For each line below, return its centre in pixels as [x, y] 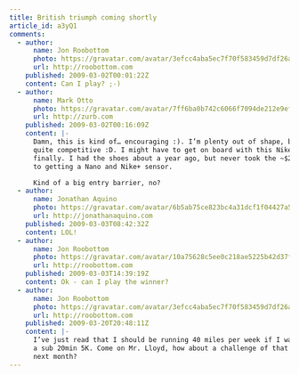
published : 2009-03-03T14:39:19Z [87, 274]
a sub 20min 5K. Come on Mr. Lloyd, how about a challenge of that [161, 348]
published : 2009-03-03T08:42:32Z [87, 224]
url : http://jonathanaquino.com [93, 216]
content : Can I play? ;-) [73, 84]
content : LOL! [51, 232]
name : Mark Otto [63, 100]
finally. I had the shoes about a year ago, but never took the [154, 158]
